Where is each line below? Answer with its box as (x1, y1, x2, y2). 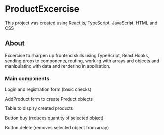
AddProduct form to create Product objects (5, 96, 93, 102)
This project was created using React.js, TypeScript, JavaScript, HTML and (5, 20, 158, 26)
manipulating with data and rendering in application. (5, 63, 111, 68)
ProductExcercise (5, 3, 80, 15)
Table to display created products (5, 105, 73, 111)
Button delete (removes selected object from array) (5, 125, 109, 131)
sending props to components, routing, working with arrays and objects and (5, 58, 159, 64)
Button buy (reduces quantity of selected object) (5, 115, 104, 121)
